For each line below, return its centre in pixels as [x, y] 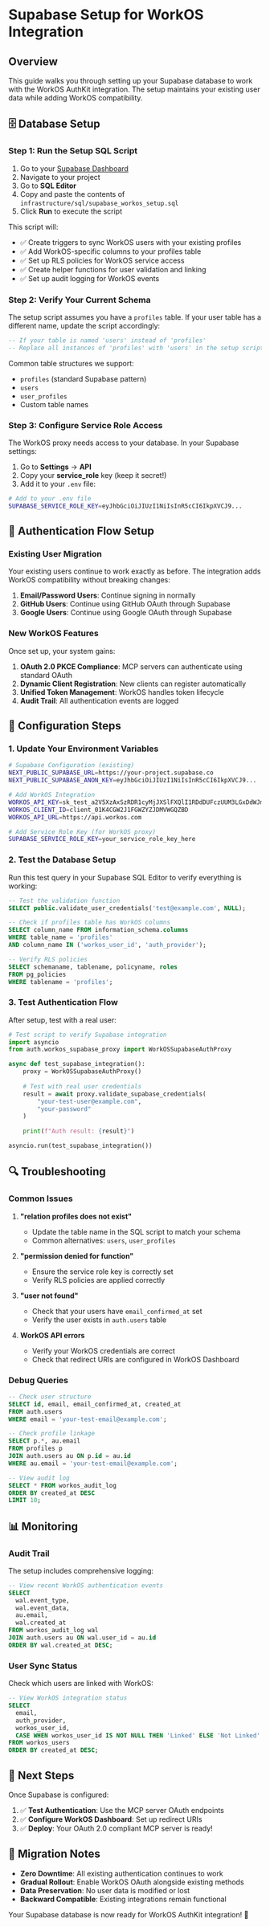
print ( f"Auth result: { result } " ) [79, 1131]
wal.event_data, [43, 1608]
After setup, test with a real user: [62, 1020]
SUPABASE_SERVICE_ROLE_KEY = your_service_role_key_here [102, 839]
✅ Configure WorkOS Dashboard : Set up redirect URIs [111, 1819]
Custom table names [54, 404]
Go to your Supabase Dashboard [74, 168]
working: [23, 886]
